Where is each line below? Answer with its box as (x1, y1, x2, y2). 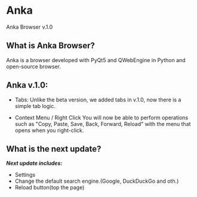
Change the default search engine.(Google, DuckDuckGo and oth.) (14, 177, 179, 185)
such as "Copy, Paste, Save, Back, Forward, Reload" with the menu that (14, 120, 191, 127)
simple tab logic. (14, 102, 56, 109)
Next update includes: (6, 159, 63, 167)
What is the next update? (6, 144, 101, 154)
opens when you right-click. (14, 127, 84, 134)
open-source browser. (6, 63, 61, 70)
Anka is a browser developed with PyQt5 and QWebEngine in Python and (6, 56, 186, 63)
